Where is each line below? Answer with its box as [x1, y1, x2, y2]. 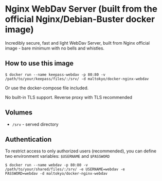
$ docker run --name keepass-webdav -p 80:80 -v [5, 72, 106, 77]
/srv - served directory [12, 121, 59, 127]
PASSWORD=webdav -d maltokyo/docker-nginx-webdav [5, 171, 108, 176]
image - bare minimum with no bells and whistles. [5, 45, 105, 51]
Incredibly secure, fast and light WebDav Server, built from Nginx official [5, 40, 150, 46]
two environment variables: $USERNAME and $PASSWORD [5, 153, 110, 159]
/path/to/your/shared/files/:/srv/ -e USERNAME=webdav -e [5, 167, 125, 172]
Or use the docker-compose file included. [5, 85, 89, 91]
